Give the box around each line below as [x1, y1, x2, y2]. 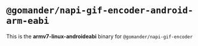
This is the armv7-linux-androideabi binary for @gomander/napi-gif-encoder [6, 32, 193, 40]
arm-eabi [6, 16, 49, 27]
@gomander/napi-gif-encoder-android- [6, 5, 194, 16]
